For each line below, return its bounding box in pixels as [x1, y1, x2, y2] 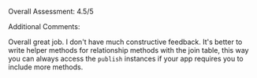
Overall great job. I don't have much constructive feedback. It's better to [8, 37, 243, 46]
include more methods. [8, 62, 84, 72]
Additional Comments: [8, 22, 80, 31]
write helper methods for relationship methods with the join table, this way [8, 46, 249, 54]
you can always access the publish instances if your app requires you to [8, 54, 244, 63]
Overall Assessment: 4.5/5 [8, 7, 95, 16]
